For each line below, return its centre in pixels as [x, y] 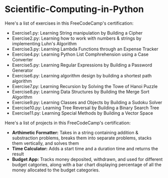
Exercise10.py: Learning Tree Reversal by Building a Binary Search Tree [86, 108]
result [18, 154]
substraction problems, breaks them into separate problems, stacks [82, 138]
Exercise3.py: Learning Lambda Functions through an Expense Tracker [85, 49]
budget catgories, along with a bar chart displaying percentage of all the [87, 164]
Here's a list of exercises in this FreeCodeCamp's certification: [69, 23]
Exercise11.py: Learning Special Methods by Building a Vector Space [82, 113]
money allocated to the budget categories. [56, 170]
